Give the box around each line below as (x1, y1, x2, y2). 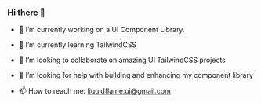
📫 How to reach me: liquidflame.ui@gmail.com (18, 86, 172, 96)
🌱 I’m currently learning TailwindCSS (18, 40, 137, 50)
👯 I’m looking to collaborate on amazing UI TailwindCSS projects (18, 55, 227, 65)
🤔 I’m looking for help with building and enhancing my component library (18, 71, 254, 80)
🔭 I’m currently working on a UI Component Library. (18, 25, 185, 35)
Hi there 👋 (7, 7, 46, 18)
